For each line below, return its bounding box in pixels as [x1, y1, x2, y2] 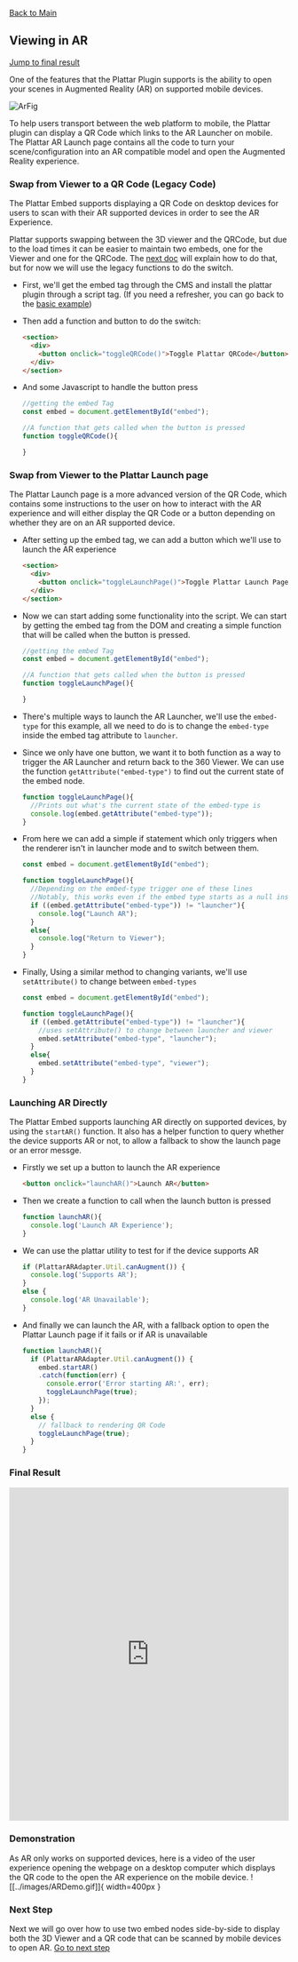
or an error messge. [9, 1145, 82, 1156]
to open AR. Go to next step [9, 1942, 111, 1953]
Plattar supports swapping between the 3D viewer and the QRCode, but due [9, 235, 287, 245]
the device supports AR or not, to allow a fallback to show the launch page [9, 1136, 281, 1146]
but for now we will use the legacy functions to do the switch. [9, 262, 233, 274]
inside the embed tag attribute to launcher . [21, 730, 178, 740]
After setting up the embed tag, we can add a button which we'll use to [21, 535, 282, 546]
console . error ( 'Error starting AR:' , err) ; [45, 1379, 210, 1389]
